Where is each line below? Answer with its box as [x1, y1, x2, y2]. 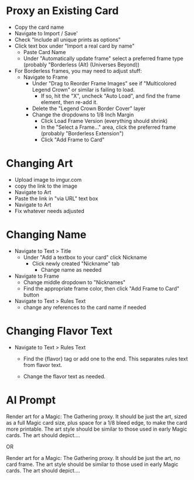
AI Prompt [6, 393, 56, 406]
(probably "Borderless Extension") [40, 129, 124, 136]
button [23, 291, 40, 298]
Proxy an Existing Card [6, 4, 119, 18]
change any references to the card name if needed [23, 304, 147, 311]
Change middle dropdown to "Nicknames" [23, 278, 126, 286]
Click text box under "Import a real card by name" [14, 42, 135, 49]
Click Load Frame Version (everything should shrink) [40, 117, 168, 124]
